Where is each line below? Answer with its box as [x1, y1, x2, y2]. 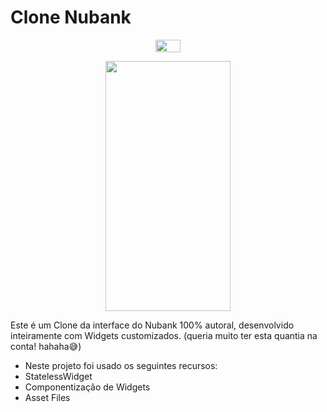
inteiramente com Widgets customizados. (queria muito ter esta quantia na [10, 329, 318, 341]
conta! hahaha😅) [10, 340, 82, 352]
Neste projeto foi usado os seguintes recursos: [24, 359, 218, 371]
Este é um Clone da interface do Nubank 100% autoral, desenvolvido [10, 319, 295, 331]
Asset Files [24, 391, 71, 403]
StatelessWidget [24, 370, 93, 382]
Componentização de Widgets [24, 381, 151, 393]
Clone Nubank [10, 6, 132, 29]
